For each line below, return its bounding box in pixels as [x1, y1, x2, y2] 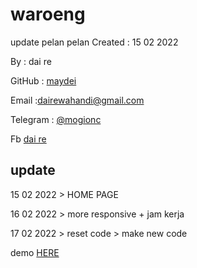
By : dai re [10, 55, 52, 67]
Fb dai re [10, 133, 47, 145]
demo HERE [10, 246, 60, 258]
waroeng [10, 3, 86, 26]
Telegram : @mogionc [10, 113, 102, 125]
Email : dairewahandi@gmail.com [10, 94, 145, 106]
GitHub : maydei [10, 74, 77, 87]
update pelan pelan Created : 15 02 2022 [10, 36, 179, 48]
